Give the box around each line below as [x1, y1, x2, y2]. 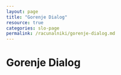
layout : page [6, 8, 39, 15]
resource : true [6, 19, 44, 25]
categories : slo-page [6, 25, 60, 31]
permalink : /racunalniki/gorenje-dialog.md [6, 31, 116, 37]
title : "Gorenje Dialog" [6, 14, 68, 20]
